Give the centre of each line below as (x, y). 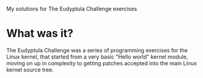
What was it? (40, 34)
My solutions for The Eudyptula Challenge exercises (72, 9)
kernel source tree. (30, 69)
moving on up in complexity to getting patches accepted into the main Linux (101, 63)
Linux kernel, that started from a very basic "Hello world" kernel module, (97, 57)
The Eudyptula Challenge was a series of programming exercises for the (97, 50)
